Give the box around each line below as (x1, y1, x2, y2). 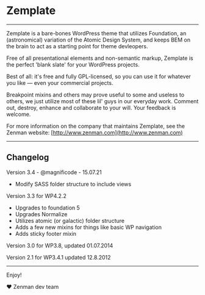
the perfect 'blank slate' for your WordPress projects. (6, 60, 140, 68)
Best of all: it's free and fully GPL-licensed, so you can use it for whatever (6, 73, 191, 80)
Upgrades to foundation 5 (15, 204, 81, 211)
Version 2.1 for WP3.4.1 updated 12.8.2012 (6, 253, 111, 261)
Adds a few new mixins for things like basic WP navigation (15, 224, 162, 231)
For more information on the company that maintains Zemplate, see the (6, 122, 185, 129)
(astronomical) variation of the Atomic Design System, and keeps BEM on (6, 36, 191, 43)
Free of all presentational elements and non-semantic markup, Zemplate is (6, 54, 193, 62)
